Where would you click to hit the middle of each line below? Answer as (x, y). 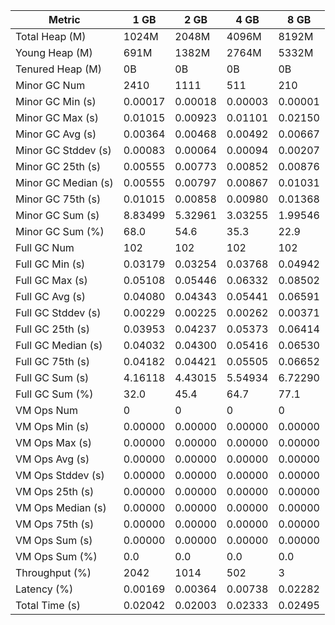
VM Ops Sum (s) (54, 540)
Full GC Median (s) (59, 345)
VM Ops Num (47, 410)
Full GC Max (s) (51, 280)
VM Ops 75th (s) (55, 524)
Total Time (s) (48, 605)
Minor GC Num (50, 85)
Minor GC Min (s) (56, 101)
